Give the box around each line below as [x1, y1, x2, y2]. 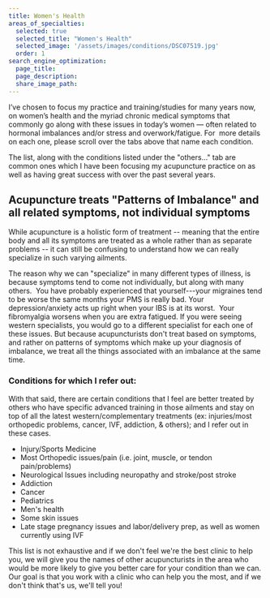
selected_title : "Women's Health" [15, 34, 132, 43]
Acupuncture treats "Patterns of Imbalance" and [8, 192, 259, 207]
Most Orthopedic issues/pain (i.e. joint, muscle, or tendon [19, 452, 212, 462]
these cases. [8, 428, 51, 438]
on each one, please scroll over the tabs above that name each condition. [8, 136, 254, 146]
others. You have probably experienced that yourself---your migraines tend [8, 286, 263, 296]
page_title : [15, 65, 57, 73]
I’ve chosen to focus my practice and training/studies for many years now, [8, 102, 256, 112]
